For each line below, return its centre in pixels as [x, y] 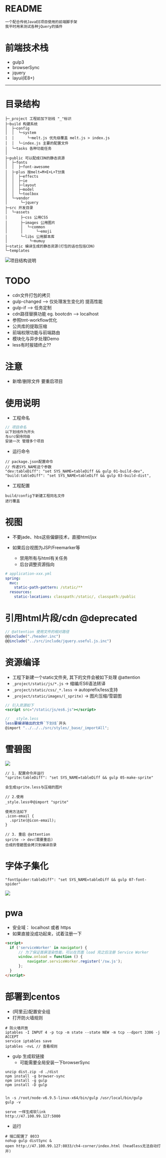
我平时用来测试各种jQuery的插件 [34, 26]
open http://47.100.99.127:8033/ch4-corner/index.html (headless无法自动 [81, 1146]
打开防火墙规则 [27, 1017]
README [24, 9]
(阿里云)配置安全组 [31, 1012]
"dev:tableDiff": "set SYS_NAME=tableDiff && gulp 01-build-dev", [75, 471]
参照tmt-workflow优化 [35, 320]
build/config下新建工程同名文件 [35, 496]
